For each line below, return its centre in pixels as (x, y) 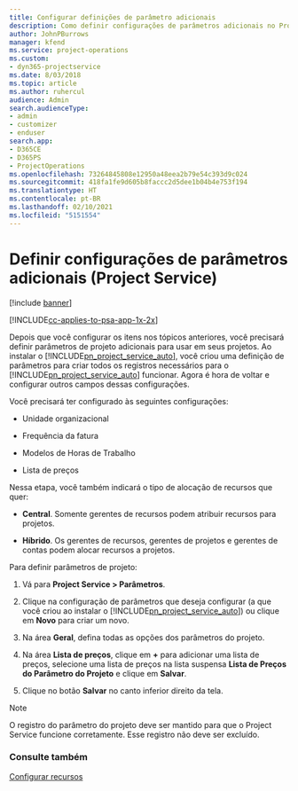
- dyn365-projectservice (55, 67)
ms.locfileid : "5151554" (55, 215)
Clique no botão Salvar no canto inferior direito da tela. (122, 690)
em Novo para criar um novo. (76, 620)
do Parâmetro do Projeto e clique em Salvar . (104, 673)
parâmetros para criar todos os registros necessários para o (119, 365)
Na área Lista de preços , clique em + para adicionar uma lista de (141, 654)
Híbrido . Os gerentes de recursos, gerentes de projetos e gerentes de (150, 540)
